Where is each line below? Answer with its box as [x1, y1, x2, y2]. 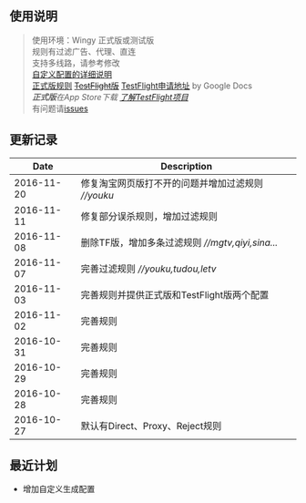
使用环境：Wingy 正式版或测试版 [31, 35, 155, 46]
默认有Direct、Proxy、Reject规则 [80, 419, 222, 432]
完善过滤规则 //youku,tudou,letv [80, 262, 217, 275]
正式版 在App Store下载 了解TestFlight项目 [31, 91, 189, 102]
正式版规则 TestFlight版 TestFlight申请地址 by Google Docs [31, 80, 253, 91]
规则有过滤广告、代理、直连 [31, 46, 137, 56]
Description [160, 159, 212, 172]
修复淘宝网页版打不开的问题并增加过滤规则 [80, 177, 264, 190]
